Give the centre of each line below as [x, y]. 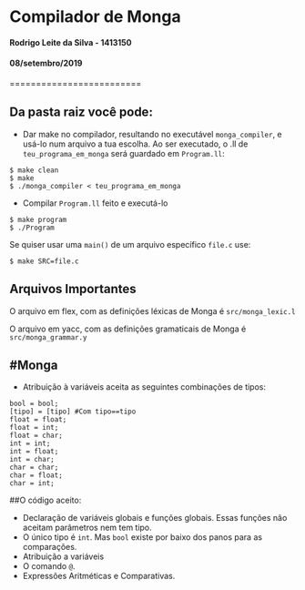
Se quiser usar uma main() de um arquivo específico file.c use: [130, 244]
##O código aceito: [46, 500]
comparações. [50, 547]
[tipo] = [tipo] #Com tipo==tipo [73, 412]
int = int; [30, 443]
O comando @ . [49, 566]
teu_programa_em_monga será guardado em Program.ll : [123, 153]
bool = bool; [34, 404]
